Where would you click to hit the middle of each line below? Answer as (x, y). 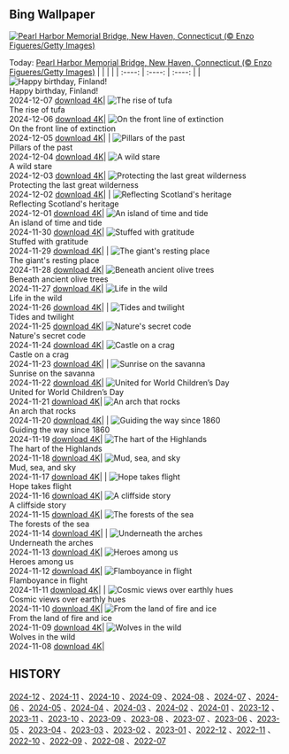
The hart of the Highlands (56, 448)
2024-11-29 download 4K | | (59, 251)
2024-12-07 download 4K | (57, 100)
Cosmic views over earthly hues (68, 599)
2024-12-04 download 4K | (58, 156)
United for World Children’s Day (67, 392)
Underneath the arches (51, 542)
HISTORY (35, 674)
